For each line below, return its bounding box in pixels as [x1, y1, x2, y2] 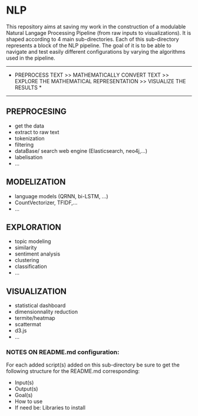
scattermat [14, 321, 41, 328]
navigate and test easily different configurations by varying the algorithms [6, 48, 186, 55]
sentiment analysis [14, 250, 61, 257]
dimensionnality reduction [14, 308, 78, 316]
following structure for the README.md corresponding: [6, 368, 140, 375]
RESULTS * [14, 84, 42, 91]
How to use [14, 398, 43, 405]
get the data [14, 122, 44, 129]
